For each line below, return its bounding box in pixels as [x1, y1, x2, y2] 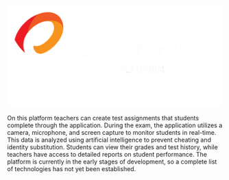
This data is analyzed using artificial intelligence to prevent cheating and [7, 136, 211, 144]
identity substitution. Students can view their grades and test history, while [7, 143, 218, 151]
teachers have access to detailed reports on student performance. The [7, 151, 208, 159]
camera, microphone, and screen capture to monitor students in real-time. [7, 129, 217, 137]
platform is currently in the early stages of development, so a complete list [7, 157, 217, 166]
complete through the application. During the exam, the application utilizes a [7, 121, 223, 129]
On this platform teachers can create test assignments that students [7, 114, 200, 123]
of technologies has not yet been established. [7, 165, 136, 173]
